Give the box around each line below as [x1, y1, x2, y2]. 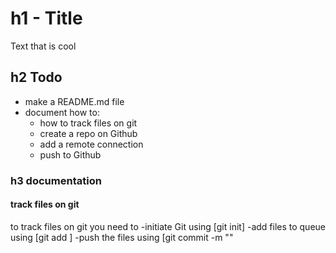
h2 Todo [10, 69, 63, 86]
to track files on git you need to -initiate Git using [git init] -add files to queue [10, 220, 326, 232]
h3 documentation [10, 173, 102, 187]
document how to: [24, 106, 100, 118]
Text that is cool [10, 40, 77, 52]
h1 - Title [10, 7, 83, 30]
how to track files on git [39, 117, 138, 129]
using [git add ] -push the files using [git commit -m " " [10, 231, 234, 243]
